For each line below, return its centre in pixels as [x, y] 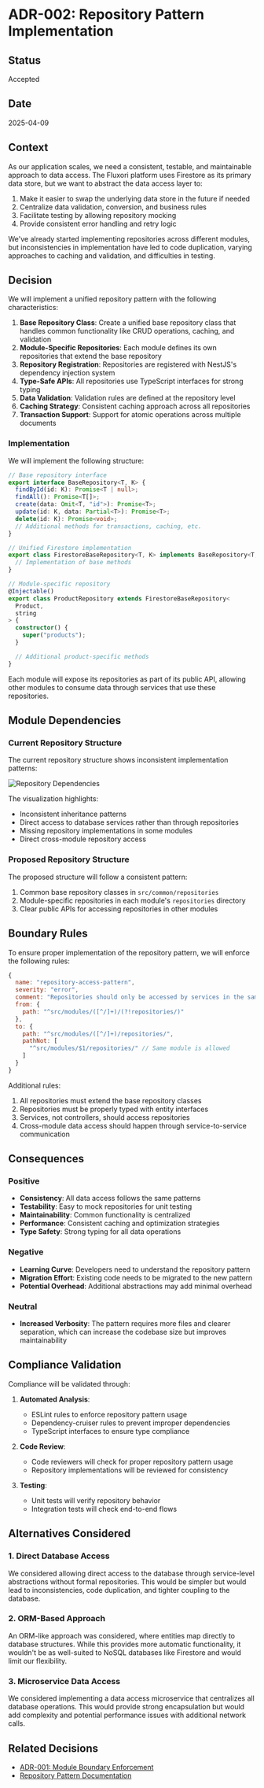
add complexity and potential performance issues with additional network [127, 1715]
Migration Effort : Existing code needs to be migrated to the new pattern [136, 1277]
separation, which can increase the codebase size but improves [123, 1332]
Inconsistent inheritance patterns [73, 814]
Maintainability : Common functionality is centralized [105, 1215]
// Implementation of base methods [73, 563]
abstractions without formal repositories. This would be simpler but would [127, 1581]
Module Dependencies [65, 720]
